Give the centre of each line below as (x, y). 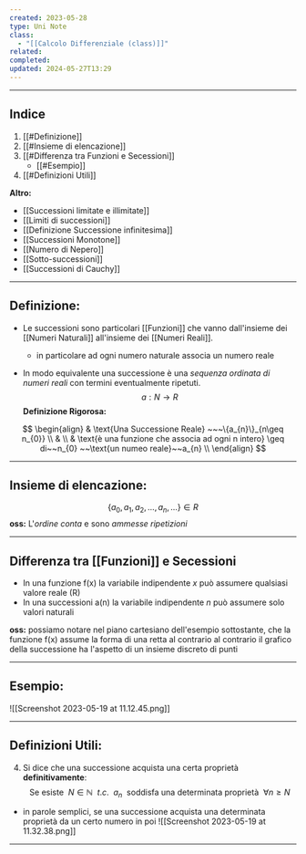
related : (26, 52)
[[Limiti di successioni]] (66, 220)
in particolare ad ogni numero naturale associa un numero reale (155, 355)
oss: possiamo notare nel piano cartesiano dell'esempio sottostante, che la (150, 630)
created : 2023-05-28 (49, 18)
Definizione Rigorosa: (65, 411)
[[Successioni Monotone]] (71, 239)
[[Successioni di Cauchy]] (71, 268)
